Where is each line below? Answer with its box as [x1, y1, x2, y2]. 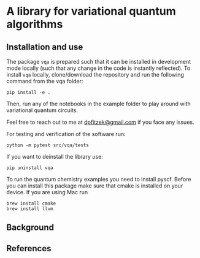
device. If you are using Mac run [6, 189, 88, 195]
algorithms [6, 17, 63, 31]
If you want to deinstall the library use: [6, 153, 103, 160]
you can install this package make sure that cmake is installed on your [6, 182, 183, 189]
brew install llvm [6, 206, 53, 212]
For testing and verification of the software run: [6, 131, 126, 137]
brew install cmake [6, 200, 56, 207]
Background [6, 222, 54, 233]
